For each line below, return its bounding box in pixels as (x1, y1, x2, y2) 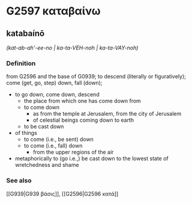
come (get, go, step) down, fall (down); (6, 80, 103, 87)
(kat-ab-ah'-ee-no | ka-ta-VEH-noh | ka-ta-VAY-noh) (6, 44, 139, 51)
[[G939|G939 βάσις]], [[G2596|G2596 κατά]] (6, 190, 119, 197)
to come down (23, 104, 60, 111)
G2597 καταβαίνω (6, 4, 101, 18)
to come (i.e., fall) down (23, 142, 83, 149)
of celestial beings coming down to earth (32, 116, 134, 124)
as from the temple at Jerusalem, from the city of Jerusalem (32, 110, 182, 117)
